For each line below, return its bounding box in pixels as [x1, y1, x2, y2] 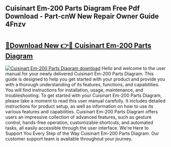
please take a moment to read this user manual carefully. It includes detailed [5, 98, 166, 104]
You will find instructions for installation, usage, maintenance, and [5, 87, 144, 93]
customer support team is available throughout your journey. [5, 136, 133, 142]
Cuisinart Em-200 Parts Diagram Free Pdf [5, 4, 140, 13]
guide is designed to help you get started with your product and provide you [5, 76, 165, 82]
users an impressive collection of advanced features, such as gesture [5, 114, 152, 120]
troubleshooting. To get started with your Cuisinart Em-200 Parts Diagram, [5, 92, 162, 99]
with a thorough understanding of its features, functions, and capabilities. [5, 82, 160, 87]
